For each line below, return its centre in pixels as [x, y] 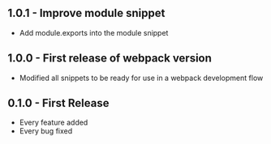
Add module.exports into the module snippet [94, 32]
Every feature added [54, 123]
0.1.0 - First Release [58, 103]
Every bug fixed [46, 131]
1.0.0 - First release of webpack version [110, 59]
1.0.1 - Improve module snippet [86, 13]
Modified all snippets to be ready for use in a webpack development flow [141, 78]
